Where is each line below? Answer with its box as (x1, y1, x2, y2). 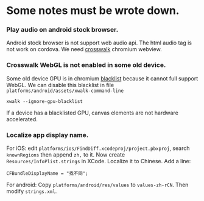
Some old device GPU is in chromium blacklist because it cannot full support (6, 74, 199, 82)
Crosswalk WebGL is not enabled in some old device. (6, 61, 166, 69)
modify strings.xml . (6, 188, 57, 195)
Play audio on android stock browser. (6, 26, 119, 34)
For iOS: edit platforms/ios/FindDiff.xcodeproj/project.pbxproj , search (6, 144, 190, 152)
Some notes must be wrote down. (6, 4, 180, 18)
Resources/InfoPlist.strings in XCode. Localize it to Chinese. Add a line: (6, 158, 191, 165)
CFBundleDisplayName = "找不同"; (6, 171, 88, 177)
